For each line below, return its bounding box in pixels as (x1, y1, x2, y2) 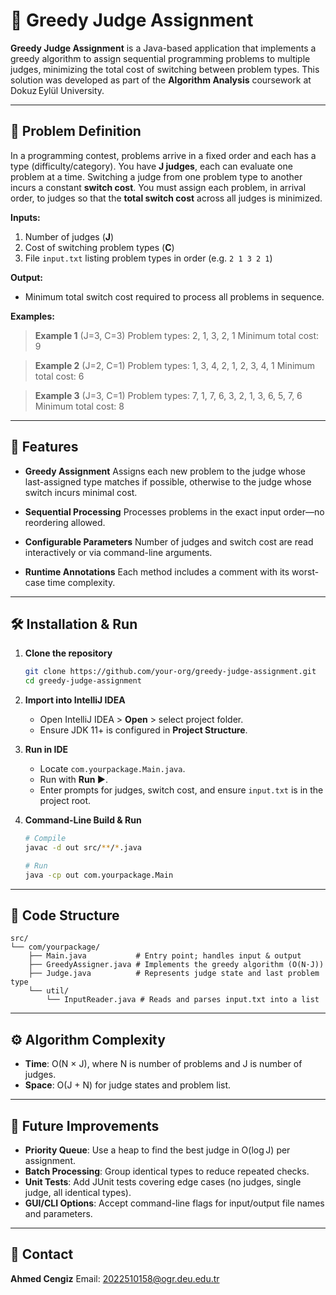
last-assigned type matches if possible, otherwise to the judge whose (24, 475, 312, 488)
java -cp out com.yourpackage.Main (24, 870, 174, 880)
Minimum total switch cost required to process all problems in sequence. (24, 290, 325, 303)
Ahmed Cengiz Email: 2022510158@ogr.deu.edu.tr (10, 1272, 220, 1284)
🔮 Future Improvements (10, 1117, 160, 1134)
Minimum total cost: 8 (34, 400, 125, 412)
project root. (39, 795, 92, 807)
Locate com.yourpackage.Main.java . (39, 763, 186, 775)
